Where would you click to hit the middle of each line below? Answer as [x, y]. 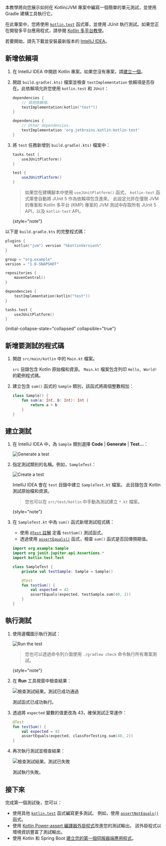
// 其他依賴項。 [36, 102]
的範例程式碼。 [28, 376]
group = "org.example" [29, 259]
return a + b [44, 405]
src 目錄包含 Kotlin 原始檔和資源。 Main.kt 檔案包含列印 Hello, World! [84, 369]
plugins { [15, 241]
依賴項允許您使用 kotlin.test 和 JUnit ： [67, 88]
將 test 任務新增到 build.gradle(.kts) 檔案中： [61, 145]
